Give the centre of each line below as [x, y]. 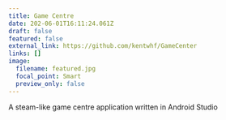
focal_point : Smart [49, 76]
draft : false [30, 31]
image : [19, 62]
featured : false [36, 39]
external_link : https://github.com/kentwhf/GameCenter [103, 46]
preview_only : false [50, 84]
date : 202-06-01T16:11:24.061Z [61, 24]
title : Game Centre [41, 16]
